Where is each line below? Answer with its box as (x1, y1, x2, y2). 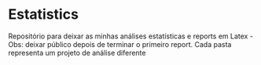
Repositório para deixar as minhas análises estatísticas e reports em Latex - (8, 31, 254, 41)
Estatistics (8, 5, 79, 23)
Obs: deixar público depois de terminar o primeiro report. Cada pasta (8, 39, 232, 49)
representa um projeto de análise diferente (8, 48, 146, 57)
